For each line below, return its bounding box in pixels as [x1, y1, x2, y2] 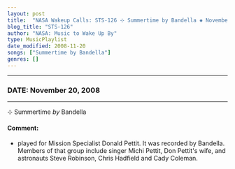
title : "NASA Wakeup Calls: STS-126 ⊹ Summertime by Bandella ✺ [7, 17, 203, 24]
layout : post [7, 10, 45, 17]
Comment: [7, 124, 39, 132]
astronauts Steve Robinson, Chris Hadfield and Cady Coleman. [17, 154, 198, 163]
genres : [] [7, 56, 39, 63]
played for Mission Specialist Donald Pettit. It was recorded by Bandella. [17, 139, 225, 147]
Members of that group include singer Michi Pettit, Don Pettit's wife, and [17, 147, 226, 155]
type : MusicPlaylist [7, 36, 68, 43]
